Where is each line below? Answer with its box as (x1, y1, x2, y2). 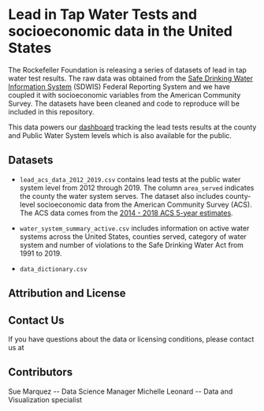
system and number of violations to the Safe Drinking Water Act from (19, 240, 244, 249)
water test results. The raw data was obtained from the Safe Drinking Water (8, 73, 254, 83)
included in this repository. (8, 106, 95, 116)
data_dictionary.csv (19, 265, 87, 273)
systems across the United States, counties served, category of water (19, 231, 247, 241)
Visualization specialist (8, 394, 83, 404)
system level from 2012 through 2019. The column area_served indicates (19, 183, 255, 192)
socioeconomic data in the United (8, 22, 232, 40)
